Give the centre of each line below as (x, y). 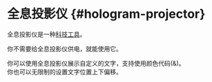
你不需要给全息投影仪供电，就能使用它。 (65, 49)
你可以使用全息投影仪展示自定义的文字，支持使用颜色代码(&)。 (96, 63)
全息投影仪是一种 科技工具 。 (47, 34)
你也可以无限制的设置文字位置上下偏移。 (65, 72)
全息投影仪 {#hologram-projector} (106, 14)
